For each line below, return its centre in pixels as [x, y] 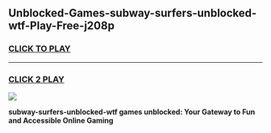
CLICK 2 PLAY [36, 79]
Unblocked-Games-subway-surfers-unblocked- [133, 13]
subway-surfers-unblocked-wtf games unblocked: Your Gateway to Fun [132, 111]
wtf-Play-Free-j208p [62, 26]
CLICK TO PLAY [40, 49]
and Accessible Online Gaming [61, 120]
